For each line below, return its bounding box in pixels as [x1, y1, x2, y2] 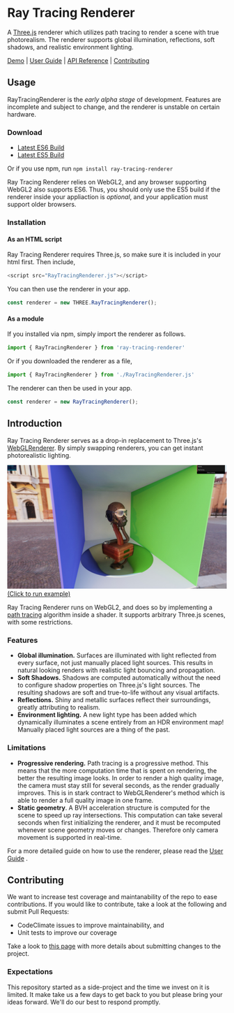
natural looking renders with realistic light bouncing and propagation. [17, 666, 216, 675]
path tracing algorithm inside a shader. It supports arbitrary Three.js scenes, [7, 611, 226, 619]
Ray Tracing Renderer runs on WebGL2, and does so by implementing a [7, 603, 212, 612]
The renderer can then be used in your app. [7, 384, 132, 392]
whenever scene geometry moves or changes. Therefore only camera [17, 826, 219, 834]
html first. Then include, [7, 258, 76, 266]
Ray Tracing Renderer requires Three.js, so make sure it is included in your [7, 250, 221, 259]
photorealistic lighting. [7, 451, 71, 459]
